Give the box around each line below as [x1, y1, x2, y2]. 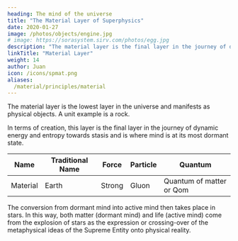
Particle [130, 160, 157, 170]
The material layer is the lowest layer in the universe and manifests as [7, 102, 210, 111]
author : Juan [7, 63, 46, 70]
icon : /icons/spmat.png [7, 69, 78, 77]
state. [7, 139, 24, 147]
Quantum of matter [164, 176, 227, 186]
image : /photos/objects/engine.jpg [7, 30, 113, 38]
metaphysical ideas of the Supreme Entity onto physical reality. [7, 226, 191, 235]
